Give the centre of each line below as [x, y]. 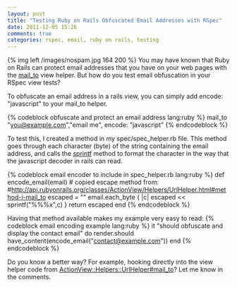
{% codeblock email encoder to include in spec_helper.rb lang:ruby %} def [116, 175]
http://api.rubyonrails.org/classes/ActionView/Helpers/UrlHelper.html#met [119, 190]
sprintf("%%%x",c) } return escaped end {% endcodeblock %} [99, 204]
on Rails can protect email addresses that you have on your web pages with [117, 68]
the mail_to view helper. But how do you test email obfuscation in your [109, 75]
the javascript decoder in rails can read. [65, 161]
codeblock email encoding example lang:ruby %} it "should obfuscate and [115, 226]
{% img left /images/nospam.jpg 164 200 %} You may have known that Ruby [119, 60]
